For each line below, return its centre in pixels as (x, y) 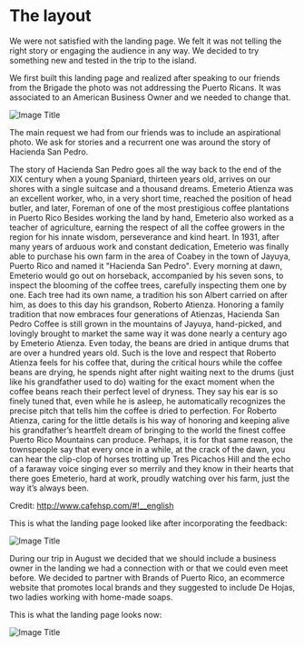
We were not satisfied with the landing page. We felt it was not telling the (146, 41)
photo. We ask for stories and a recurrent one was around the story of (140, 142)
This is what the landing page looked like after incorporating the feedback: (148, 523)
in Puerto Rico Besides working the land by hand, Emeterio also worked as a (152, 217)
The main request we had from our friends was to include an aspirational (145, 132)
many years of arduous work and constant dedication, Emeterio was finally (149, 246)
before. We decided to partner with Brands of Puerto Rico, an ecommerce (147, 577)
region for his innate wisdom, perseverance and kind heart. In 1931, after (144, 236)
